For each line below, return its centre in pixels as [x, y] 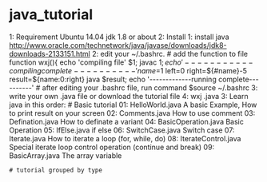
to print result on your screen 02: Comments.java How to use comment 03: [132, 113]
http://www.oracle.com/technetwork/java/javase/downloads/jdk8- [118, 45]
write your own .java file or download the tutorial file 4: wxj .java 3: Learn [129, 96]
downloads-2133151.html [50, 53]
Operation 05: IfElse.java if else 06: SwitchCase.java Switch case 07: [122, 130]
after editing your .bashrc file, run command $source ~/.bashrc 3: [150, 87]
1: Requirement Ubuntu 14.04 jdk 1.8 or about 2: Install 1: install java [120, 37]
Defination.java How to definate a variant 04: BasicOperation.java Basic [127, 121]
